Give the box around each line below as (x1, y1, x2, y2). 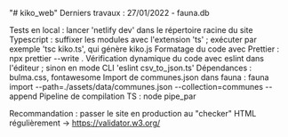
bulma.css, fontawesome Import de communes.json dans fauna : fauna (9, 72, 269, 83)
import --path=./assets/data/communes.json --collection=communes (9, 82, 264, 92)
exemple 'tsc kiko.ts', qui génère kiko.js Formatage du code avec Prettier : (9, 44, 280, 54)
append (9, 91, 38, 101)
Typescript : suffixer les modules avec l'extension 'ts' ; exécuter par (9, 35, 258, 44)
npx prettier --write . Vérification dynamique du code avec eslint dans (9, 53, 265, 63)
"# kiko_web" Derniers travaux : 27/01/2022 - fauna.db (9, 8, 211, 18)
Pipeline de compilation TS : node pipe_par (38, 91, 196, 101)
